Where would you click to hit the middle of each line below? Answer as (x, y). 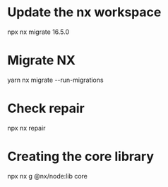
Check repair (46, 108)
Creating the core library (80, 157)
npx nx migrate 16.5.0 (38, 32)
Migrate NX (41, 60)
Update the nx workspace (84, 12)
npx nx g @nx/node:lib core (48, 176)
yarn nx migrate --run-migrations (55, 80)
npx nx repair (26, 128)
